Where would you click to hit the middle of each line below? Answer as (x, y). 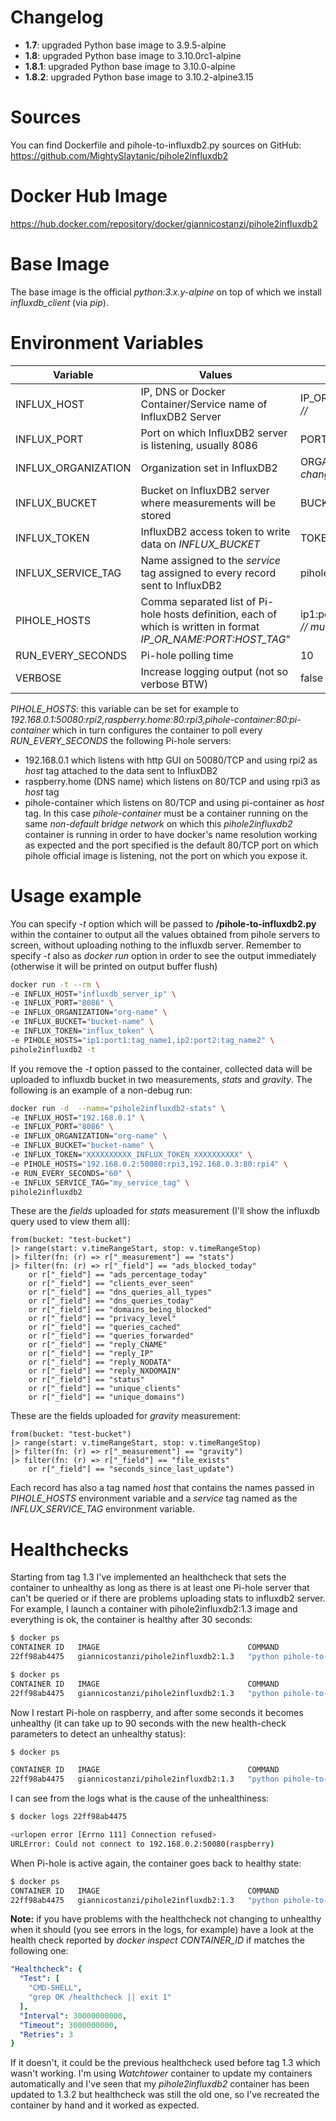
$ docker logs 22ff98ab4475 (69, 1817)
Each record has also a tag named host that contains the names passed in (162, 1488)
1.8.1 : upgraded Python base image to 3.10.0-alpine (130, 66)
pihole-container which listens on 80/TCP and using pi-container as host (174, 802)
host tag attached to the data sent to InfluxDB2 (121, 770)
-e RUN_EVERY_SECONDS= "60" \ (71, 1173)
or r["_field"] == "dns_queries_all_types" (120, 1292)
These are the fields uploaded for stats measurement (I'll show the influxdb (165, 1211)
